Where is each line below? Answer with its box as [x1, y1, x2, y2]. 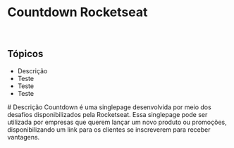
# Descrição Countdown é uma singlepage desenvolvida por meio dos [7, 103, 211, 111]
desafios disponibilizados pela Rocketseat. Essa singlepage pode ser [7, 110, 208, 118]
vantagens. [7, 132, 40, 141]
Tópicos [7, 48, 44, 60]
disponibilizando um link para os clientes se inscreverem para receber [7, 125, 211, 134]
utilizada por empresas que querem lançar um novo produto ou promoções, [7, 118, 227, 126]
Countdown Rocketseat [7, 4, 148, 20]
